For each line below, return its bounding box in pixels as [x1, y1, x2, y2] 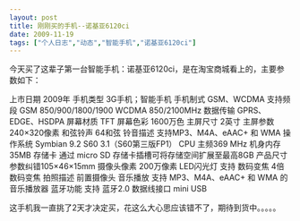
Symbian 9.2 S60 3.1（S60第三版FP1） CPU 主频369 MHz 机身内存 [34, 139, 281, 149]
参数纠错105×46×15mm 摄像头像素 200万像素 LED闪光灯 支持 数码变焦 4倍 [9, 161, 285, 172]
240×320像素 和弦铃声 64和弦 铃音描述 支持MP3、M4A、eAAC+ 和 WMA [9, 127, 281, 139]
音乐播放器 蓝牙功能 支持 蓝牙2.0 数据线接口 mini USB [9, 183, 208, 194]
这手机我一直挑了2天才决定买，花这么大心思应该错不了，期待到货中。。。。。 [9, 202, 281, 213]
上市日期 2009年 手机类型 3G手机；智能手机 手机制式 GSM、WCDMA [9, 94, 266, 105]
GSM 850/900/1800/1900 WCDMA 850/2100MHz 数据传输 [19, 105, 236, 116]
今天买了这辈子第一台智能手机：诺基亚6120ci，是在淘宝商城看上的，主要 [9, 64, 278, 74]
